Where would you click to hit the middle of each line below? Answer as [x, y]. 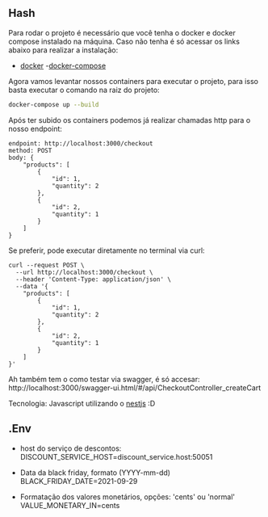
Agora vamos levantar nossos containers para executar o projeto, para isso [133, 81]
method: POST [30, 150]
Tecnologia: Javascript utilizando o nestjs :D [82, 403]
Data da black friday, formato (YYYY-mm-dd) [95, 473]
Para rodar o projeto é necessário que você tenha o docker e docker [122, 32]
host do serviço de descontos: [71, 448]
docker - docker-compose [63, 65]
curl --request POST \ [46, 265]
